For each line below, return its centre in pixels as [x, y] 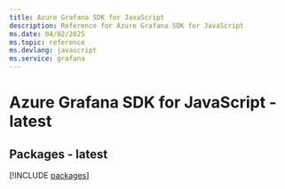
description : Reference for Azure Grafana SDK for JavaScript [127, 26]
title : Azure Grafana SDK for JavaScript [87, 17]
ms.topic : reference [47, 42]
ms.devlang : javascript [53, 51]
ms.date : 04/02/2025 [47, 34]
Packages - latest [59, 154]
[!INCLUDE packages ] [49, 175]
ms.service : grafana [47, 59]
